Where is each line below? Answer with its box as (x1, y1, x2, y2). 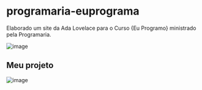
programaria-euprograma (6, 4, 140, 18)
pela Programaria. (6, 30, 51, 38)
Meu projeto (6, 60, 54, 71)
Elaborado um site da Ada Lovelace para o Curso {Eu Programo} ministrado (6, 24, 196, 32)
